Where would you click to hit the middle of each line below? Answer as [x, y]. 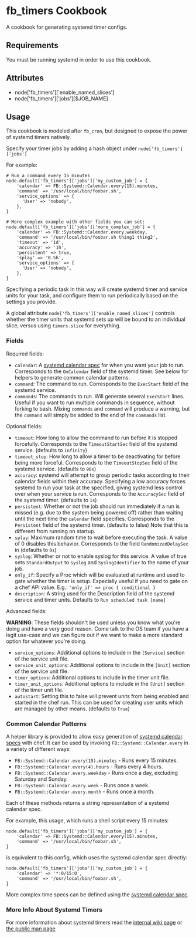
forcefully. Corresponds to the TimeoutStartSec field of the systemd [96, 443]
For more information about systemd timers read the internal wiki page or [94, 923]
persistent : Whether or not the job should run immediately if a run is [97, 506]
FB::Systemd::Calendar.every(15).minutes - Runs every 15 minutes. [96, 760]
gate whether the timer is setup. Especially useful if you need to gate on [101, 581]
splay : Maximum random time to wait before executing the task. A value [101, 537]
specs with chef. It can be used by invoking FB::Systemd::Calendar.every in [97, 743]
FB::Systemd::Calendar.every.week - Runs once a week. [82, 785]
